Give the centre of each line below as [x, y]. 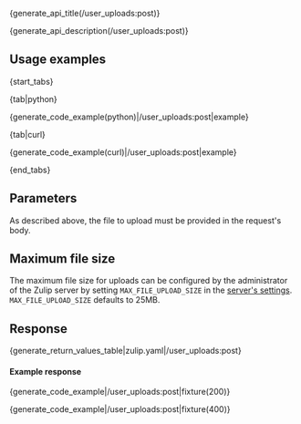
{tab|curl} [27, 134]
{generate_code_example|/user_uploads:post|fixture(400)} [120, 409]
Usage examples [58, 60]
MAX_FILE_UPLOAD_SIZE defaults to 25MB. [85, 300]
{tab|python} [33, 98]
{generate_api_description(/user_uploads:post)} [99, 31]
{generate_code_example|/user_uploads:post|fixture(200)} [120, 392]
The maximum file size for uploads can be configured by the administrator [149, 281]
